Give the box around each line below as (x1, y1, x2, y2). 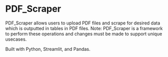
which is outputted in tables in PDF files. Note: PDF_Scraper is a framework (5, 25, 163, 31)
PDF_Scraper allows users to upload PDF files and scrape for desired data (5, 20, 160, 26)
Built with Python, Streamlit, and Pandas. (5, 46, 91, 52)
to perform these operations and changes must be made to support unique (5, 31, 162, 37)
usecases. (5, 36, 27, 42)
